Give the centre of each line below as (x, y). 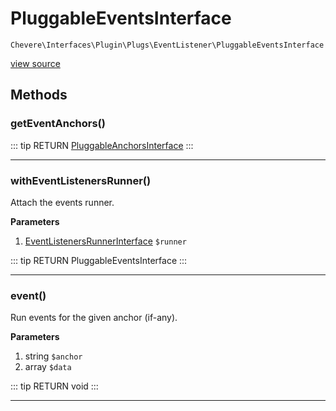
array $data (48, 367)
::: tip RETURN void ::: (54, 386)
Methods (39, 95)
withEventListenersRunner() (81, 180)
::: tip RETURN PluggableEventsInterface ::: (99, 260)
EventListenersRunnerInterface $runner (105, 241)
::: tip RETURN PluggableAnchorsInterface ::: (102, 145)
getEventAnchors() (58, 124)
